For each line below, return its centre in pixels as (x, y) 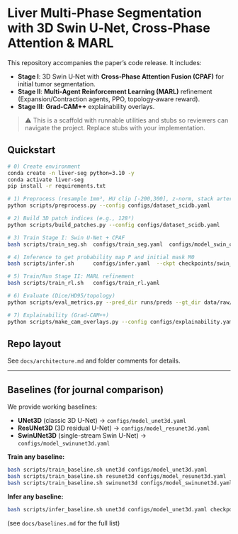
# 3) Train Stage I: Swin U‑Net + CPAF (66, 238)
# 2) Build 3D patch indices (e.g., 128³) (71, 218)
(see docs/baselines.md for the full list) (64, 523)
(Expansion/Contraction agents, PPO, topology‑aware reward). (109, 99)
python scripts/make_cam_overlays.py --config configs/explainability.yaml (121, 322)
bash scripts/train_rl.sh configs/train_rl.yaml (84, 283)
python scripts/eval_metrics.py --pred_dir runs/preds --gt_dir (104, 302)
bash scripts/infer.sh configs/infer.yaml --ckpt (91, 263)
